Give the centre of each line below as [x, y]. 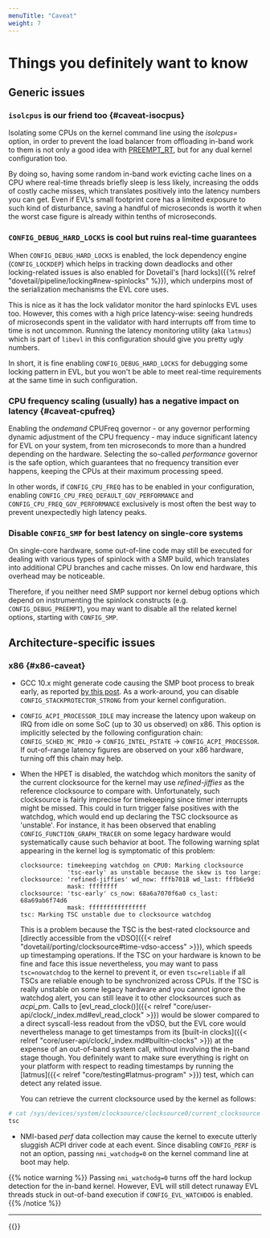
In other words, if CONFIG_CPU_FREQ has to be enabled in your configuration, [131, 486]
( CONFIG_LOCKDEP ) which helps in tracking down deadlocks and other [121, 264]
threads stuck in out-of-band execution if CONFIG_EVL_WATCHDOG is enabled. [131, 1195]
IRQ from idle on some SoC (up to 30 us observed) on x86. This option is [140, 724]
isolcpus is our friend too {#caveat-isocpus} [96, 115]
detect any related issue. [61, 1083]
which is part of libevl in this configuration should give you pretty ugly [126, 339]
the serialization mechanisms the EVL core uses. [88, 289]
